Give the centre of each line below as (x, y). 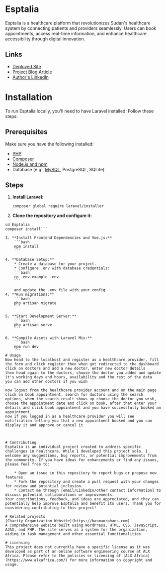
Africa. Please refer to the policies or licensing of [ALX (69, 556)
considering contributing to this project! (51, 508)
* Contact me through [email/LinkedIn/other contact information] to (88, 491)
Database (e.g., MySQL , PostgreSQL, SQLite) (58, 169)
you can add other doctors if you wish (46, 382)
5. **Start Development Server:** (41, 316)
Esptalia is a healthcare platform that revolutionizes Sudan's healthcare (78, 23)
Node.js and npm (30, 164)
